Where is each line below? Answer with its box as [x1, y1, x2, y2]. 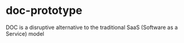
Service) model [6, 30, 44, 37]
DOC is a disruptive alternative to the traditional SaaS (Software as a [6, 24, 178, 31]
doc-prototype [6, 4, 83, 18]
